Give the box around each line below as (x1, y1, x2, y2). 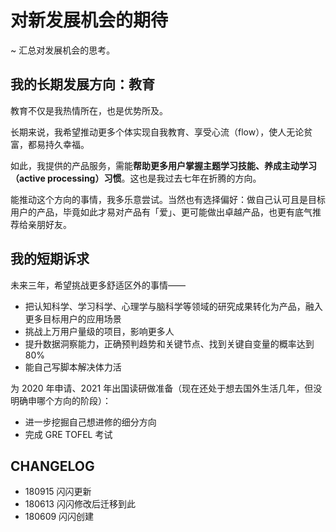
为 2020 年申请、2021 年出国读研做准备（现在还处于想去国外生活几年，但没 (10, 382, 323, 394)
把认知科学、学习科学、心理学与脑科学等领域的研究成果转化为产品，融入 (24, 300, 323, 312)
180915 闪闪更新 (24, 486, 92, 498)
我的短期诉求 (10, 251, 90, 268)
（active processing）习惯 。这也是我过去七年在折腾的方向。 (10, 172, 262, 184)
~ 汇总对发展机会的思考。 (10, 44, 116, 56)
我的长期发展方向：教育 (10, 76, 155, 93)
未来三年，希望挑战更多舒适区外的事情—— (10, 279, 186, 291)
